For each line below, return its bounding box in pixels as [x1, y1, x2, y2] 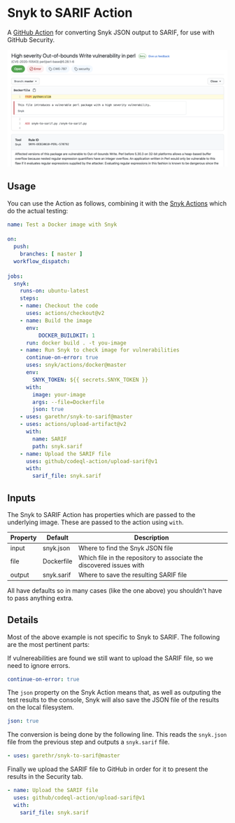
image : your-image [32, 391, 86, 398]
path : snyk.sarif [32, 443, 83, 450]
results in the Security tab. [7, 772, 83, 781]
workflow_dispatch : [13, 257, 71, 265]
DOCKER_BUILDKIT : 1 [38, 332, 96, 339]
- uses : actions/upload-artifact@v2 [20, 421, 127, 428]
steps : [20, 295, 39, 302]
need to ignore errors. [7, 661, 71, 669]
